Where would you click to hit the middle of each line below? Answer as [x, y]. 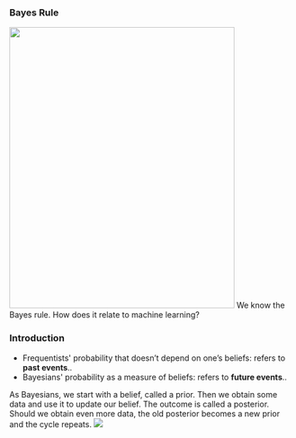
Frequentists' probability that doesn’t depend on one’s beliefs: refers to [154, 358]
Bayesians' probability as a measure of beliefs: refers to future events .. [155, 377]
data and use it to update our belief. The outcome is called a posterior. [139, 404]
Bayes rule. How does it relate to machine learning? [104, 315]
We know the [260, 305]
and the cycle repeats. [51, 424]
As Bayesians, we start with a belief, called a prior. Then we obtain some [144, 394]
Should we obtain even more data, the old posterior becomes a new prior [145, 413]
